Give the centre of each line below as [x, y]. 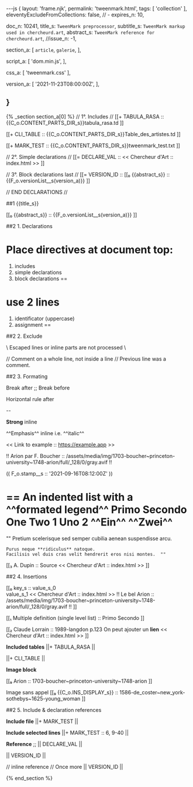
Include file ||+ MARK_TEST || [42, 721]
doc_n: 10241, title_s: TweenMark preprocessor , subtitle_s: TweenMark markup [96, 26]
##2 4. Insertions [27, 576]
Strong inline [22, 422]
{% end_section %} [29, 778]
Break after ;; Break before [38, 388]
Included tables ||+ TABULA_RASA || [51, 647]
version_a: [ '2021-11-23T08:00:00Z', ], [53, 84]
